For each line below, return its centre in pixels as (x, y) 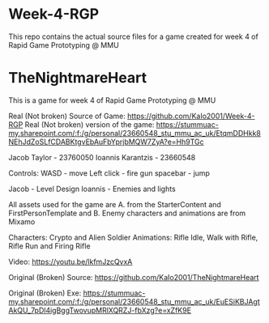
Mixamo (22, 221)
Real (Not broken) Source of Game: (67, 116)
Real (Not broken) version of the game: (90, 124)
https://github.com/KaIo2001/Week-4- (191, 116)
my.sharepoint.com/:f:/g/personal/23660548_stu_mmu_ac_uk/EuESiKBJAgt (134, 301)
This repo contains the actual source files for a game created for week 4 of (134, 36)
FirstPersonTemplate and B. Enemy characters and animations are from (127, 213)
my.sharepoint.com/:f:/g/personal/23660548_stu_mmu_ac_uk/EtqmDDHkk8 (135, 133)
